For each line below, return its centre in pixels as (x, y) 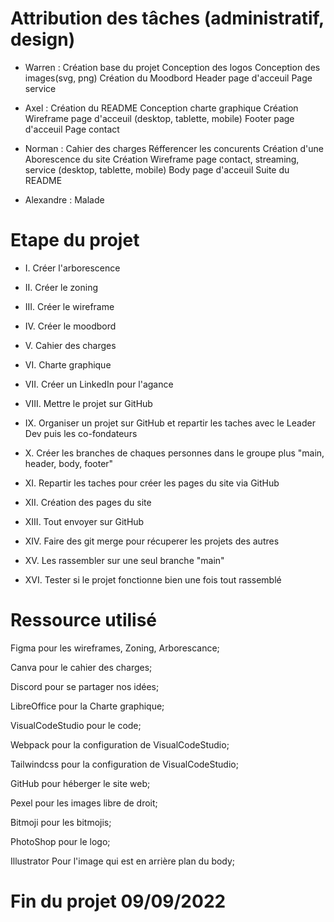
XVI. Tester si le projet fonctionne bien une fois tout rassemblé (153, 579)
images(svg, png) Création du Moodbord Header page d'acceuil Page (168, 78)
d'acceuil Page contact (72, 129)
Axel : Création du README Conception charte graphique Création (161, 108)
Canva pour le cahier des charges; (81, 667)
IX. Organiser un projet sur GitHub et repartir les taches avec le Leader (170, 423)
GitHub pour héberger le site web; (80, 783)
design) (43, 39)
